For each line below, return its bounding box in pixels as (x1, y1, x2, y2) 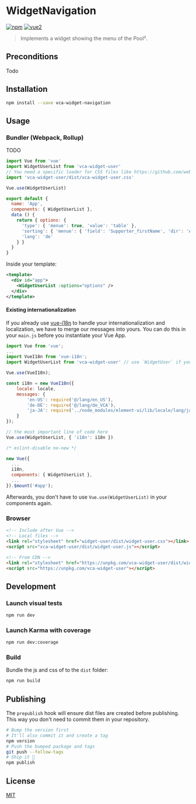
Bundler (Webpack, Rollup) (6, 133, 84, 142)
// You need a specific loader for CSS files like (6, 169, 132, 175)
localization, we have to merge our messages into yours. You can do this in (6, 325, 186, 332)
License (6, 776, 36, 786)
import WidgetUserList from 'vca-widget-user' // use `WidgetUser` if (6, 359, 181, 365)
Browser (6, 514, 31, 522)
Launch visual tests (6, 599, 62, 607)
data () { (11, 212, 35, 218)
